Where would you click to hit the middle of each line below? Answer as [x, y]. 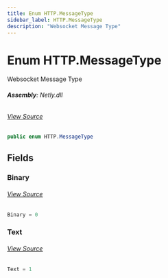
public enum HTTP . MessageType [50, 137]
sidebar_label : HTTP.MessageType [55, 20]
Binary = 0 [23, 215]
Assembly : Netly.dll [35, 95]
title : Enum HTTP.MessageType [50, 13]
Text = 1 [20, 269]
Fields [21, 158]
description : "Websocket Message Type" [64, 26]
